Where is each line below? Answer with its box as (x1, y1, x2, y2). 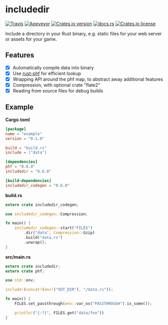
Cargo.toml (5, 117, 30, 123)
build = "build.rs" (5, 145, 47, 150)
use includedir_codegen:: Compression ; (5, 212, 88, 217)
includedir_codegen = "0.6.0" (5, 183, 70, 188)
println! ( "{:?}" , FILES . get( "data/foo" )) (14, 310, 104, 315)
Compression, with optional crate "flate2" (12, 82, 100, 88)
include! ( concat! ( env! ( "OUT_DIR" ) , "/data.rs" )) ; (5, 287, 114, 292)
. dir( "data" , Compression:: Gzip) (24, 230, 95, 236)
